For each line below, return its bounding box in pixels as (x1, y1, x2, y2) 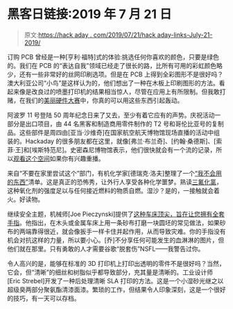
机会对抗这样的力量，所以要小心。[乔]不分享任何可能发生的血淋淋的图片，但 (7, 235, 225, 244)
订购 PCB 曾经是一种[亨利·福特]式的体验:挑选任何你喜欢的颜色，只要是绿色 (7, 53, 220, 61)
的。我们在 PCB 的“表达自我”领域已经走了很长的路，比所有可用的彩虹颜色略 (7, 61, 223, 69)
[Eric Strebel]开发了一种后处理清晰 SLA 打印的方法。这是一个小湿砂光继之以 (7, 276, 224, 285)
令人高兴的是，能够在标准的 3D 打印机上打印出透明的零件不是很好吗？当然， (7, 259, 225, 267)
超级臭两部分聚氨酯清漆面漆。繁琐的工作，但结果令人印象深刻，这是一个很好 (7, 285, 226, 294)
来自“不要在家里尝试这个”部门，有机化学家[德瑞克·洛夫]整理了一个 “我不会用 (7, 169, 222, 177)
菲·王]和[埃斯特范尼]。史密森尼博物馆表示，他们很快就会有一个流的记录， (7, 145, 216, 153)
